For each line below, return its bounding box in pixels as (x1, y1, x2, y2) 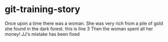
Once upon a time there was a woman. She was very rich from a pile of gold (5, 20, 163, 26)
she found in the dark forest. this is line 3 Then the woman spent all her (5, 25, 153, 31)
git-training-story (5, 4, 80, 15)
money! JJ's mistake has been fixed (5, 31, 80, 37)
